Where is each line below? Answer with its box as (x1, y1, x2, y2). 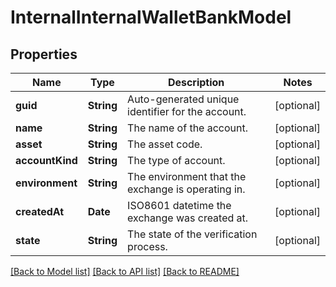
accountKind (15, 154, 78, 167)
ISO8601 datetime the (127, 199, 232, 212)
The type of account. (127, 154, 226, 167)
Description (167, 76, 225, 89)
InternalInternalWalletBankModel (10, 6, 292, 29)
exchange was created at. (127, 211, 249, 225)
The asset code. (127, 137, 203, 151)
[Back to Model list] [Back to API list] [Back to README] (10, 266, 240, 277)
